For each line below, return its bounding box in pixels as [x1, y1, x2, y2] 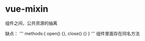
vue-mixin [5, 3, 49, 15]
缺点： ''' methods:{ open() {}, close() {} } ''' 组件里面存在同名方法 [5, 30, 140, 36]
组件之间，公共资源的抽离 [5, 20, 58, 26]
